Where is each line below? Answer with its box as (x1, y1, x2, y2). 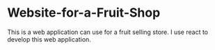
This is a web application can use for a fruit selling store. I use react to (7, 28, 209, 36)
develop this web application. (7, 35, 92, 43)
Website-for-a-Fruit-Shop (7, 5, 161, 21)
